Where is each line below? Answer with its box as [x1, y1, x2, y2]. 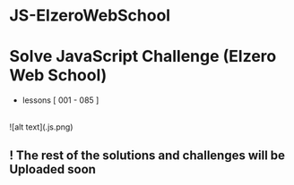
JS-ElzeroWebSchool [9, 5, 171, 26]
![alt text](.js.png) [9, 122, 73, 132]
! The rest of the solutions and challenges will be [9, 147, 285, 163]
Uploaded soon [9, 162, 97, 177]
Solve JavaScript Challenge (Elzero [9, 46, 277, 67]
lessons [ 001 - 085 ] [22, 95, 99, 105]
